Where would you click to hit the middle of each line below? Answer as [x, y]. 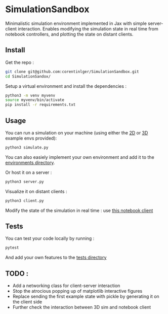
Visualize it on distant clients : [36, 191]
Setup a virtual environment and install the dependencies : [66, 86]
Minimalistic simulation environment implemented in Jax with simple [76, 23]
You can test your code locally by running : [50, 238]
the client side [27, 302]
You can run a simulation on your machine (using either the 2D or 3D [77, 132]
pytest [12, 248]
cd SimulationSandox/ [28, 76]
